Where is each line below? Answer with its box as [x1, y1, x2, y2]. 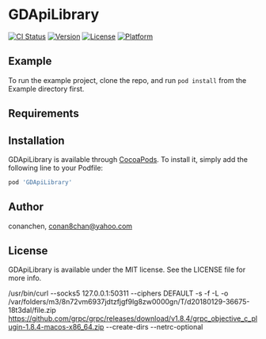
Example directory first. [8, 84, 85, 93]
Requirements [8, 107, 79, 120]
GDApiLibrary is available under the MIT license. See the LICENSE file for [8, 265, 246, 274]
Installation [8, 134, 65, 147]
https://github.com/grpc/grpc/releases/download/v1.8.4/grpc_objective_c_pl [8, 314, 258, 323]
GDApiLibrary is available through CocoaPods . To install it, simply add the [8, 154, 248, 164]
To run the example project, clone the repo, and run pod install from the [8, 75, 247, 85]
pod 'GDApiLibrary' [8, 178, 73, 186]
